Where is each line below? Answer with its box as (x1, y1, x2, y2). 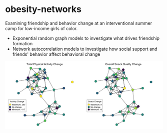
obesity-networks (5, 4, 81, 15)
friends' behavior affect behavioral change (12, 51, 100, 57)
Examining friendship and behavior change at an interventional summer (5, 20, 152, 26)
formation (12, 40, 33, 46)
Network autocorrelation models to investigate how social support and (12, 46, 157, 52)
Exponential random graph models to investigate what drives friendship (12, 35, 160, 41)
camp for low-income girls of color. (5, 25, 78, 31)
